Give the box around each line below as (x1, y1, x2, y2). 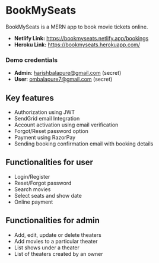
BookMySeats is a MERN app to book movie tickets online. (5, 23, 148, 30)
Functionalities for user (5, 157, 93, 167)
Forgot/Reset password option (14, 128, 88, 135)
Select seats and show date (14, 192, 82, 199)
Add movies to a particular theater (14, 237, 98, 245)
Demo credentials (5, 56, 58, 64)
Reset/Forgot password (14, 179, 72, 186)
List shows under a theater (14, 244, 79, 251)
